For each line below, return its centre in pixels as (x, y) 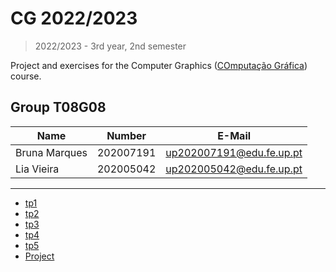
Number (126, 135)
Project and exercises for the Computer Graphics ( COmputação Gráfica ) (159, 65)
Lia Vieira (37, 169)
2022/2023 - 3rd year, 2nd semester (110, 46)
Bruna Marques (51, 152)
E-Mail (234, 135)
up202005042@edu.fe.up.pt (234, 169)
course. (26, 76)
